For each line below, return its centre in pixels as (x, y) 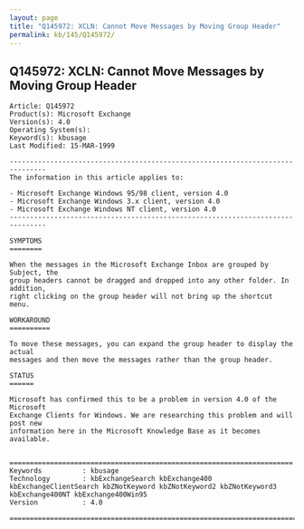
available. (30, 439)
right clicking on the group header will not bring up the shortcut (141, 297)
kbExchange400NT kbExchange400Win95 (78, 495)
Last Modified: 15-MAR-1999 (62, 146)
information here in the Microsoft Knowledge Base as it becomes (135, 431)
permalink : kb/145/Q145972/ (62, 34)
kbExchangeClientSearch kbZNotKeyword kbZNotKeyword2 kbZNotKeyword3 (143, 487)
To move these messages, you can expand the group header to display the (152, 344)
